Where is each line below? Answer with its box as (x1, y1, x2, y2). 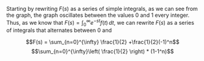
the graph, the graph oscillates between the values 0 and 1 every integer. (6, 11, 190, 19)
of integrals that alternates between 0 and (6, 27, 112, 34)
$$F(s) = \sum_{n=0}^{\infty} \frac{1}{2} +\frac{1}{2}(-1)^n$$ (26, 39, 180, 46)
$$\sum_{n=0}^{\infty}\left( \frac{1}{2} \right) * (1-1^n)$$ (31, 48, 174, 55)
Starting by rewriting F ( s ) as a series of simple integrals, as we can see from (6, 5, 199, 12)
